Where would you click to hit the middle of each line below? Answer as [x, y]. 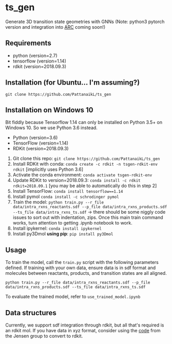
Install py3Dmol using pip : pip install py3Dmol [63, 234]
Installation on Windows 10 [49, 110]
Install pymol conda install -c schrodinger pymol [66, 197]
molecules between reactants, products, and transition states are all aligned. [86, 273]
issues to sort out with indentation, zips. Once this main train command [88, 217]
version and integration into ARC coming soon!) [55, 27]
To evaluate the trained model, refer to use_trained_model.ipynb [73, 297]
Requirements [28, 43]
